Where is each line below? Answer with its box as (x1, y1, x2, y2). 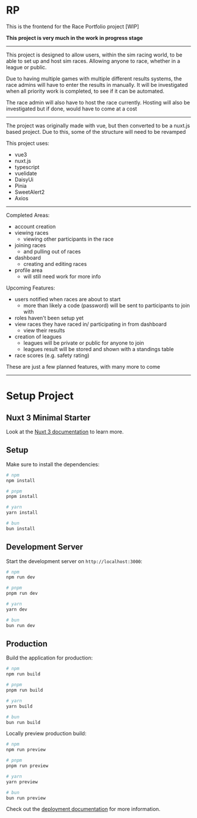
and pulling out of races (23, 248, 81, 255)
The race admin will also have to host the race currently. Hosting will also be (6, 99, 191, 106)
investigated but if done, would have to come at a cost (6, 105, 137, 112)
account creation (14, 223, 56, 230)
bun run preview (6, 795, 46, 801)
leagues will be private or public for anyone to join (23, 339, 144, 346)
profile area (14, 267, 43, 274)
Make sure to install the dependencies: (6, 460, 100, 467)
